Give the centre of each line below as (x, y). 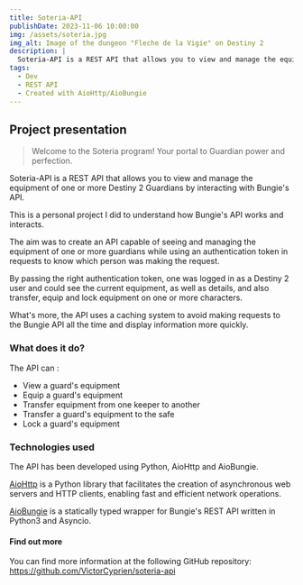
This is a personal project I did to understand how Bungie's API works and (147, 215)
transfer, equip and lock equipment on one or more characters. (126, 297)
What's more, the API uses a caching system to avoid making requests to (145, 315)
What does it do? (47, 348)
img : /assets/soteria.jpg (58, 34)
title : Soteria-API (46, 18)
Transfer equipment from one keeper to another (111, 404)
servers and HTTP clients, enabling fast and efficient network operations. (146, 493)
